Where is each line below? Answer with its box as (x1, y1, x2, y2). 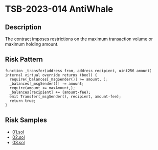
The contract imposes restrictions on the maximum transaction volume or (5, 36, 153, 42)
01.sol (12, 129, 24, 135)
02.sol (12, 134, 25, 140)
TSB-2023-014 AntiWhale (5, 3, 113, 15)
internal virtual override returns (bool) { (5, 73, 97, 77)
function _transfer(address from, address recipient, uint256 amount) (5, 68, 152, 73)
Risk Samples (5, 116, 47, 125)
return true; (9, 98, 36, 103)
